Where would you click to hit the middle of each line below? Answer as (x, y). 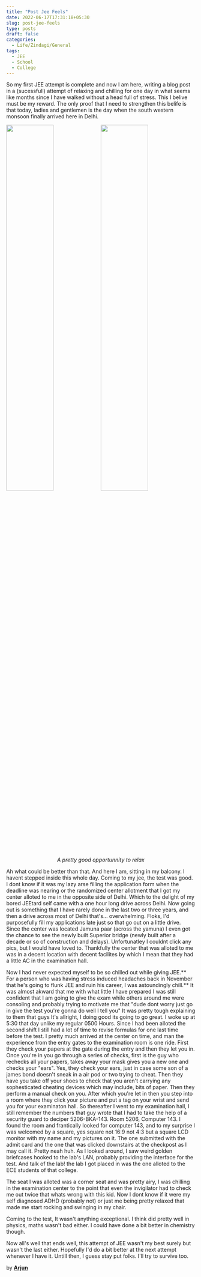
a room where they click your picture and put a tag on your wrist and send (98, 1100)
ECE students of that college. (42, 1170)
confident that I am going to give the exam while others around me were (95, 998)
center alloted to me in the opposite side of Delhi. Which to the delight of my (100, 897)
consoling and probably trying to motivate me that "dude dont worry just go (100, 1004)
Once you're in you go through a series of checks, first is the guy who (92, 1055)
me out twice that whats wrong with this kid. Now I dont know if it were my (98, 1195)
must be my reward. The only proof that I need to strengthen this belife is (97, 104)
